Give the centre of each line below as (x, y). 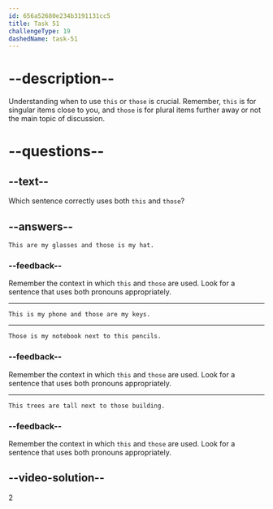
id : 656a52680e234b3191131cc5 (60, 16)
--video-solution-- (56, 478)
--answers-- (41, 226)
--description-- (62, 79)
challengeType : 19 (39, 31)
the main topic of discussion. (57, 119)
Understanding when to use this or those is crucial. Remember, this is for (132, 102)
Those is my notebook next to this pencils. (85, 337)
